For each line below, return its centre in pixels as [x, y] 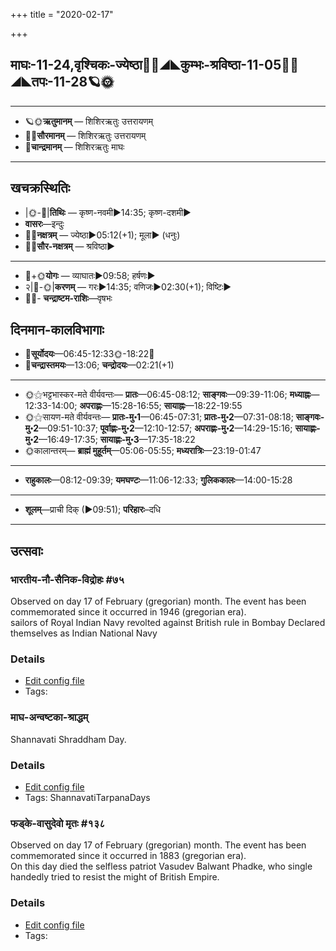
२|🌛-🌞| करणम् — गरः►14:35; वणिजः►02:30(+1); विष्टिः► [128, 286]
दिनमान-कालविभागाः [57, 330]
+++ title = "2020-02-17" [62, 14]
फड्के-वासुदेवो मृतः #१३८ [58, 823]
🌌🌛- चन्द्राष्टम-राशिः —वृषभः [68, 298]
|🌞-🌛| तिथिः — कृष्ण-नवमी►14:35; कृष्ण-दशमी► [108, 212]
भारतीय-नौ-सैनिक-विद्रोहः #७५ [67, 579]
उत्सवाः [26, 550]
